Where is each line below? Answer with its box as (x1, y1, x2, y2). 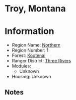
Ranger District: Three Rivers (11, 58, 72, 64)
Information (4, 26, 54, 37)
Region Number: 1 (11, 48, 49, 53)
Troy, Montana (4, 3, 66, 14)
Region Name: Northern (11, 42, 61, 48)
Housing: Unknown (11, 74, 51, 80)
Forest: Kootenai (11, 52, 46, 58)
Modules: (11, 63, 31, 69)
